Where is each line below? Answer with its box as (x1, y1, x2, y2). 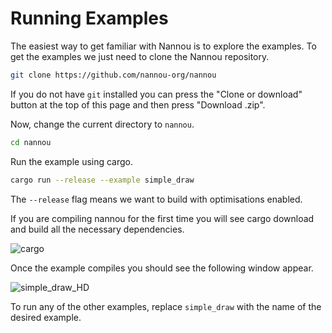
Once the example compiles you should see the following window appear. (10, 262, 314, 274)
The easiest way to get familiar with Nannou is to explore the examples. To (10, 40, 317, 52)
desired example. (10, 311, 82, 323)
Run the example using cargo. (10, 155, 134, 167)
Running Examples (10, 7, 169, 30)
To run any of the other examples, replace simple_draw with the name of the (10, 300, 322, 312)
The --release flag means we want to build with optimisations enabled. (10, 193, 303, 205)
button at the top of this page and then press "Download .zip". (10, 98, 266, 111)
